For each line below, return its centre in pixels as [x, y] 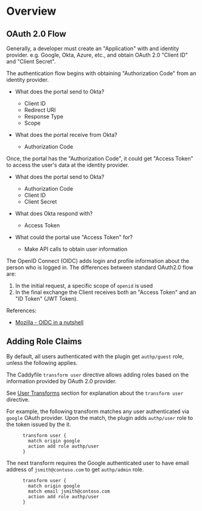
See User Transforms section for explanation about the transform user [95, 393]
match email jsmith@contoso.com [69, 491]
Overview [31, 11]
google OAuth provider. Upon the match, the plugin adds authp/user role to [100, 417]
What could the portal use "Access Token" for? [74, 237]
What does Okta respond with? [54, 213]
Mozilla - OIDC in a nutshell [49, 322]
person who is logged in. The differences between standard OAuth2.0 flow [100, 267]
